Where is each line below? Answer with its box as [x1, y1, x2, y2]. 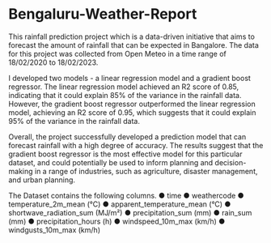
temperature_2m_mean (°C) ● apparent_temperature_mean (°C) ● [8, 199, 231, 209]
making [8, 166, 34, 176]
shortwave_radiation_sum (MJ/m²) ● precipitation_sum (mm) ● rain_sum [8, 207, 252, 217]
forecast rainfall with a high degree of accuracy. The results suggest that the [8, 140, 264, 150]
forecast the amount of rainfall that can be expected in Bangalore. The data [8, 40, 259, 49]
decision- [214, 157, 247, 167]
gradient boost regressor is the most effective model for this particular [8, 149, 243, 159]
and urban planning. [8, 175, 75, 185]
